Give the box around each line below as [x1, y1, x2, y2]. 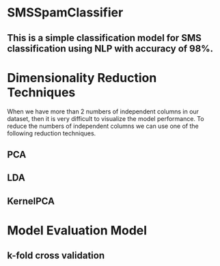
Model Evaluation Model [7, 222, 148, 238]
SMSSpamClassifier [7, 5, 124, 21]
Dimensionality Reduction [7, 70, 157, 85]
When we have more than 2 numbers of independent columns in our [7, 107, 200, 116]
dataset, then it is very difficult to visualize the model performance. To [7, 114, 204, 122]
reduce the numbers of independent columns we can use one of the [7, 122, 200, 130]
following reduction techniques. [7, 129, 96, 137]
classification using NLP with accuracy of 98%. [7, 42, 214, 54]
